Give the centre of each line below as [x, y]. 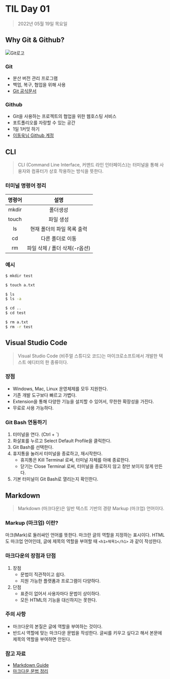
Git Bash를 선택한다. [33, 447]
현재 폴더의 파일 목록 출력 [59, 229]
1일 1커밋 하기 [26, 129]
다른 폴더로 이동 [59, 239]
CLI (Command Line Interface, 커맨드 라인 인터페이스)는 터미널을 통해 [88, 165]
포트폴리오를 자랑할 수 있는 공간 [44, 123]
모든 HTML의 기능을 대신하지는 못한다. [59, 600]
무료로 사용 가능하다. [33, 408]
